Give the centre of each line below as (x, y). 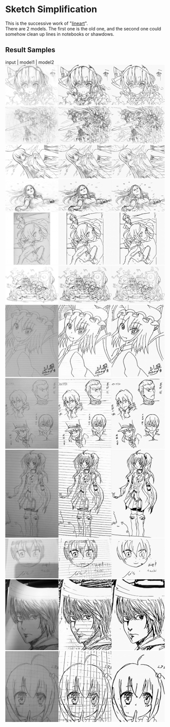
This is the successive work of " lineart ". (47, 23)
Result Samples (30, 50)
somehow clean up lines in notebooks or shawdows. (60, 34)
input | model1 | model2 (30, 62)
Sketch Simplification (51, 9)
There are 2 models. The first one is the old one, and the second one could (83, 28)
